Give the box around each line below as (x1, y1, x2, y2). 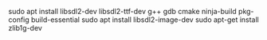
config (8, 15, 29, 24)
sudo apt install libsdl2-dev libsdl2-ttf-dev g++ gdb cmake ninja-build (8, 7, 237, 16)
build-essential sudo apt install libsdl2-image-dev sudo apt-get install (30, 15, 259, 24)
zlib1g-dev (8, 24, 42, 32)
